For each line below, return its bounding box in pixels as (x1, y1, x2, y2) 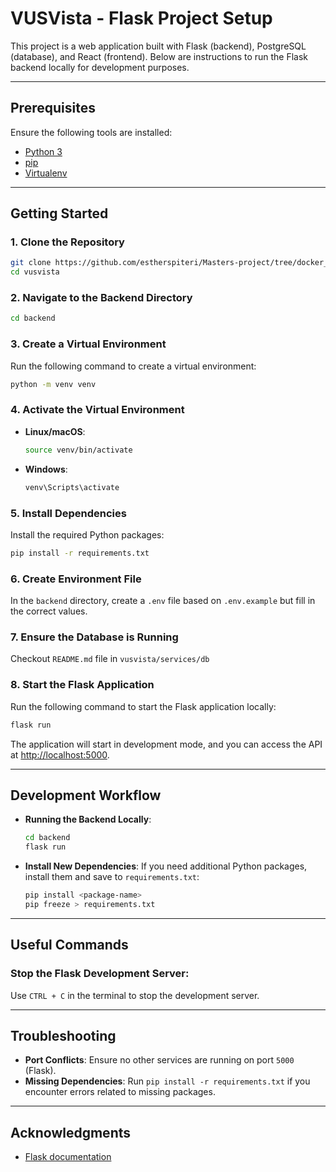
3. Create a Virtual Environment (10, 337, 167, 351)
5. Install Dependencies (10, 506, 127, 520)
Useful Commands (10, 937, 129, 954)
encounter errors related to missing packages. (24, 1086, 216, 1098)
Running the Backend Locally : (24, 813, 152, 826)
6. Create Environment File (10, 572, 142, 586)
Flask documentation (24, 1151, 112, 1163)
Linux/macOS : (24, 425, 86, 437)
